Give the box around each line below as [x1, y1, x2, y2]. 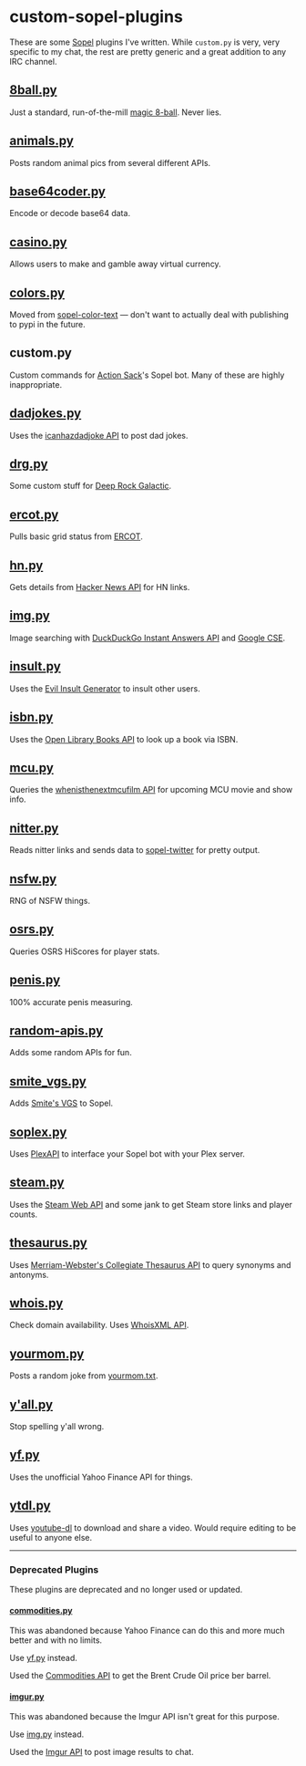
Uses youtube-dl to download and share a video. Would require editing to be [9, 1522, 297, 1533]
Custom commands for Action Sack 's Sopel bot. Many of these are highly [9, 369, 285, 380]
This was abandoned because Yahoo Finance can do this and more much [9, 1626, 285, 1636]
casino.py [9, 234, 67, 250]
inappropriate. [9, 379, 62, 390]
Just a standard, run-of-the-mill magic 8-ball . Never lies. [9, 107, 222, 118]
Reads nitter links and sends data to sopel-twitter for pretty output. [9, 845, 260, 856]
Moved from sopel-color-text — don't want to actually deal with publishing [9, 309, 290, 320]
